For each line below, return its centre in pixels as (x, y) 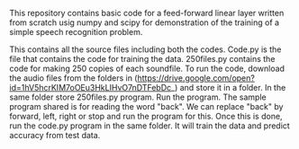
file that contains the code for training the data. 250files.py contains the (142, 59)
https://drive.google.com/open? (196, 78)
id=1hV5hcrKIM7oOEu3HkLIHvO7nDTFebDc (91, 88)
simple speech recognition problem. (76, 32)
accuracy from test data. (55, 135)
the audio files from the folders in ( (73, 78)
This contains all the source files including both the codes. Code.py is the (145, 49)
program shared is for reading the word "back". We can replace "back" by (146, 106)
